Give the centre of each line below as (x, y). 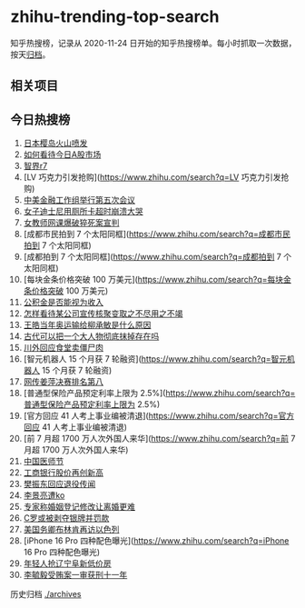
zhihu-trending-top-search (115, 17)
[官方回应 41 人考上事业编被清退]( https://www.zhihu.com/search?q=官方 (158, 416)
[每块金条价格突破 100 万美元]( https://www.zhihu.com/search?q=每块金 (157, 280)
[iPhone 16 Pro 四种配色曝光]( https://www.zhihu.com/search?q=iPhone (156, 541)
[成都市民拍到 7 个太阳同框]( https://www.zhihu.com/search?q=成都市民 (157, 234)
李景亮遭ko (44, 495)
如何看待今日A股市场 (62, 154)
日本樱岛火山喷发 (55, 144)
